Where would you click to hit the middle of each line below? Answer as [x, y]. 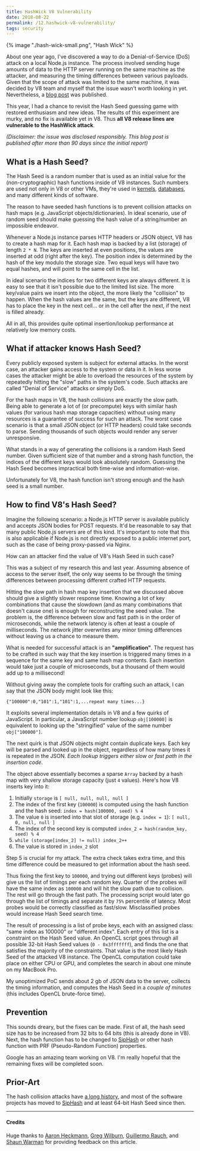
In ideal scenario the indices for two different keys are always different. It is [98, 280]
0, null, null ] [35, 822]
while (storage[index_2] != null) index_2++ [71, 840]
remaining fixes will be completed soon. [55, 1063]
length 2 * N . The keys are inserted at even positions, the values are [90, 250]
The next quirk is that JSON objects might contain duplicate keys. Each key [98, 743]
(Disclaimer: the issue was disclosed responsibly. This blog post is [87, 137]
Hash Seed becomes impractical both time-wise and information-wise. [93, 468]
